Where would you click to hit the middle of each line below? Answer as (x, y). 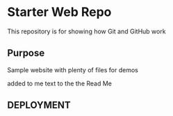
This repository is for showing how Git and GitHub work (86, 31)
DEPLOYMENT (39, 105)
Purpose (26, 53)
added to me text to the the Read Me (60, 83)
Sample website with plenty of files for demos (73, 69)
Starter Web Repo (59, 12)
